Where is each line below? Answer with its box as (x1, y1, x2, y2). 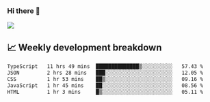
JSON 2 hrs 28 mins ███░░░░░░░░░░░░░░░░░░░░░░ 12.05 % (7, 69, 204, 76)
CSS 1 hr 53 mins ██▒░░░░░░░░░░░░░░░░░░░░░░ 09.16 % (7, 75, 204, 82)
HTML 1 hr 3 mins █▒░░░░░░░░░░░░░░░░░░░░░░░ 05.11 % (7, 88, 204, 95)
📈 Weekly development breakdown (7, 41, 162, 53)
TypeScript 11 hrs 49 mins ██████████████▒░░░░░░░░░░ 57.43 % (7, 63, 204, 70)
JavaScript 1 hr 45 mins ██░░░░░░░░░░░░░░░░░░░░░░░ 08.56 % (7, 82, 204, 89)
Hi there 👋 (7, 6, 41, 16)
